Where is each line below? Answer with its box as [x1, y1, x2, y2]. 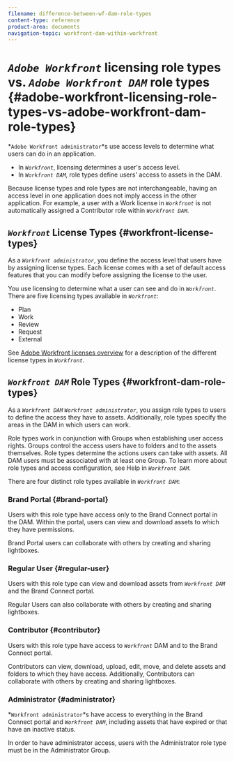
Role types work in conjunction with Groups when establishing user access [8, 434, 224, 442]
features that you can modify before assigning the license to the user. [8, 271, 208, 279]
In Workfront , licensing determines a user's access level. [17, 163, 180, 172]
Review [17, 320, 40, 328]
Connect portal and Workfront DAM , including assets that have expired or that [8, 718, 228, 726]
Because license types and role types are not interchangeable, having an [8, 184, 217, 193]
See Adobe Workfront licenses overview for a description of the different [8, 348, 217, 357]
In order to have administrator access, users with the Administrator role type [8, 739, 227, 747]
